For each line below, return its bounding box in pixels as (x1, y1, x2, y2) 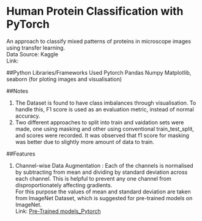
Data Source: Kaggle (6, 50, 59, 58)
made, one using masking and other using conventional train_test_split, (15, 125, 195, 132)
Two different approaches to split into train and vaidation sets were (15, 118, 184, 126)
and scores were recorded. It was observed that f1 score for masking (15, 132, 190, 139)
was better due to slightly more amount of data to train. (15, 138, 155, 145)
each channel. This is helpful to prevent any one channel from (15, 174, 171, 182)
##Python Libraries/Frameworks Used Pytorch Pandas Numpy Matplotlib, (6, 69, 192, 76)
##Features (6, 150, 36, 157)
